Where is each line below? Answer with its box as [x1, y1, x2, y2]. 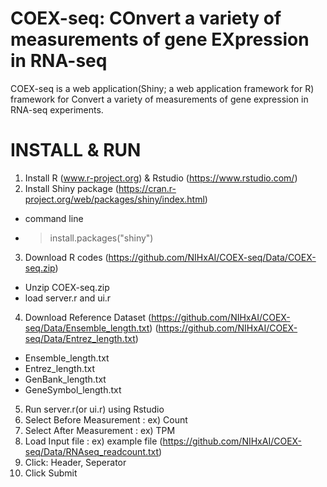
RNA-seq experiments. [10, 103, 104, 116]
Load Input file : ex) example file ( [24, 435, 163, 447]
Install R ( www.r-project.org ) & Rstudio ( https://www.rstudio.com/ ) [24, 172, 298, 184]
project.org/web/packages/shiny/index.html [24, 193, 205, 205]
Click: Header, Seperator [24, 456, 127, 468]
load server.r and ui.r [24, 292, 112, 304]
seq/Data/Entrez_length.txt [24, 332, 136, 344]
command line [24, 212, 84, 224]
